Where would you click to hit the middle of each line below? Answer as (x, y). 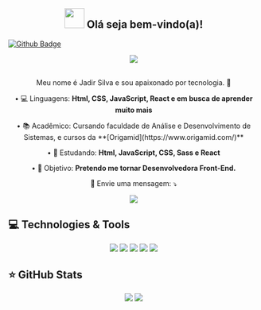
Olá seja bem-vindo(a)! (145, 25)
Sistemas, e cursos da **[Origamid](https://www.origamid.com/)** (134, 137)
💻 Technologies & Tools (69, 225)
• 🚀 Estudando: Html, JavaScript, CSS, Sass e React (134, 153)
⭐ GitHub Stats (45, 275)
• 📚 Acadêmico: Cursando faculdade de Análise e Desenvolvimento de (134, 126)
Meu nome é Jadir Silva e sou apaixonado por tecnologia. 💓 (134, 82)
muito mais (134, 110)
